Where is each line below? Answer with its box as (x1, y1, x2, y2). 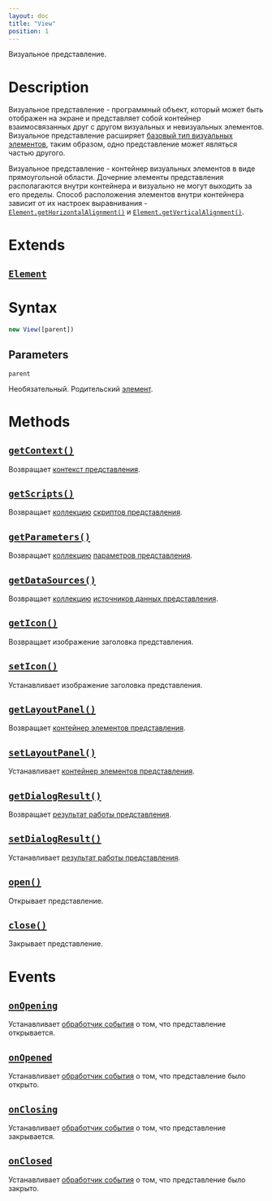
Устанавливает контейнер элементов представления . (8, 766, 195, 776)
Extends (8, 235, 66, 254)
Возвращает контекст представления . (8, 464, 140, 474)
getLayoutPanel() (8, 704, 96, 715)
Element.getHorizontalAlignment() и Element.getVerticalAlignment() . (8, 207, 245, 217)
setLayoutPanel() (8, 747, 96, 758)
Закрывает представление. (8, 939, 103, 949)
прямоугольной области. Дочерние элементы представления (8, 173, 224, 182)
